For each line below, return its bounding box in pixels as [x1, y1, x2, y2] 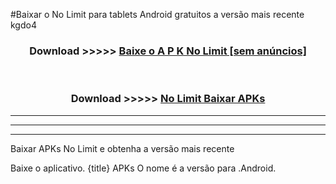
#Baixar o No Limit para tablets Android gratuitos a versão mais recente [10, 9, 305, 20]
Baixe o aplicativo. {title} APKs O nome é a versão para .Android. [10, 162, 277, 174]
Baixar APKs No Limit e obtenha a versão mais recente [10, 142, 235, 154]
